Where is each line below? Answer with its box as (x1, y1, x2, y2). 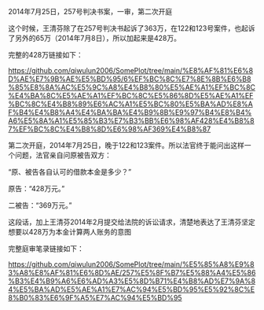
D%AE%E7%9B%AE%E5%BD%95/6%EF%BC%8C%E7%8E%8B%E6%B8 (8, 74, 251, 83)
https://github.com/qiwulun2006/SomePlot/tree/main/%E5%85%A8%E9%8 (8, 260, 255, 269)
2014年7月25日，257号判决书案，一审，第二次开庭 (8, 7, 173, 16)
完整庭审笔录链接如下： (8, 244, 84, 253)
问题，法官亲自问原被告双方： (14, 150, 112, 160)
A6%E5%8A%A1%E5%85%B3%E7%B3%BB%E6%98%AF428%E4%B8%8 (8, 116, 255, 125)
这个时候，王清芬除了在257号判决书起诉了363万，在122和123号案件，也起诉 (8, 24, 255, 33)
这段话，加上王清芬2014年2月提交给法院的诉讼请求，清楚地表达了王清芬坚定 (8, 217, 255, 227)
